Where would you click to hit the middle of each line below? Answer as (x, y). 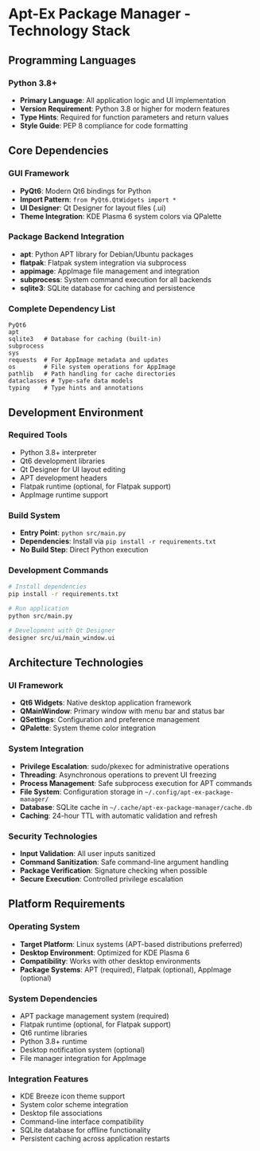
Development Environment (76, 412)
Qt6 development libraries (62, 461)
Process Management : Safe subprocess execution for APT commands (136, 783)
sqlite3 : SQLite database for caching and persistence (107, 288)
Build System (35, 515)
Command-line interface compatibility (82, 1122)
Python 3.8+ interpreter (58, 452)
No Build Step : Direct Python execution (84, 550)
